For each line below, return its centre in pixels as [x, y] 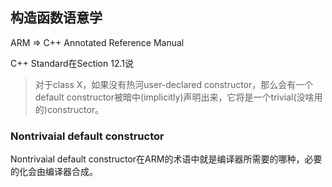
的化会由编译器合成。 [54, 172]
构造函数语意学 [56, 18]
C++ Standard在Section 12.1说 [72, 63]
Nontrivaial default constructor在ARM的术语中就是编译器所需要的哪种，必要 [166, 159]
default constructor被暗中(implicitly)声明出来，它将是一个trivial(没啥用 [178, 97]
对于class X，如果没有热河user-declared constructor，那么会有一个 [174, 84]
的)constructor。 [69, 109]
